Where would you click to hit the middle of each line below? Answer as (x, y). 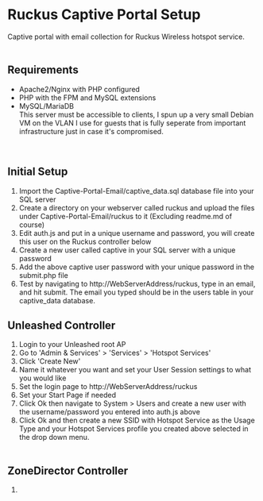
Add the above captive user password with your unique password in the (137, 267)
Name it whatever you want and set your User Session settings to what (135, 370)
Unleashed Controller (62, 325)
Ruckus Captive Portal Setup (104, 15)
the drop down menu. (54, 437)
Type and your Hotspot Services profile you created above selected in (133, 429)
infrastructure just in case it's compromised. (91, 131)
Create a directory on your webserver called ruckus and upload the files (137, 207)
